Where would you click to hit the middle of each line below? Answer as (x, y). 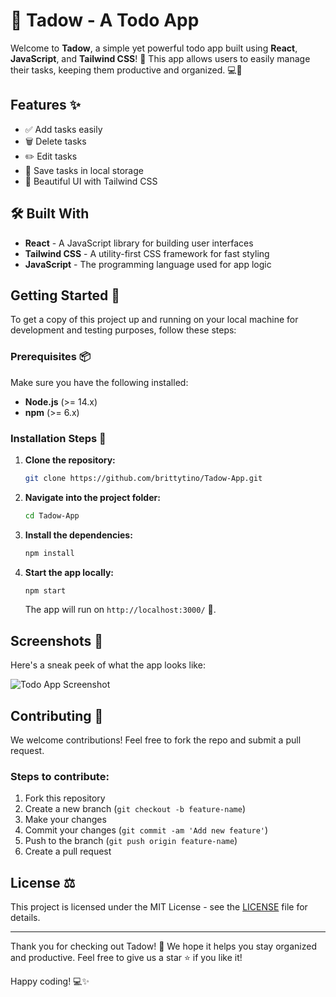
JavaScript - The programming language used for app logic (148, 264)
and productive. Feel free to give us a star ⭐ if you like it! (126, 958)
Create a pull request (68, 851)
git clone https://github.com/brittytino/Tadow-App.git (143, 478)
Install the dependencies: (78, 535)
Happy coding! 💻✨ (50, 981)
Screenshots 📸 (57, 640)
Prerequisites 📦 (50, 357)
